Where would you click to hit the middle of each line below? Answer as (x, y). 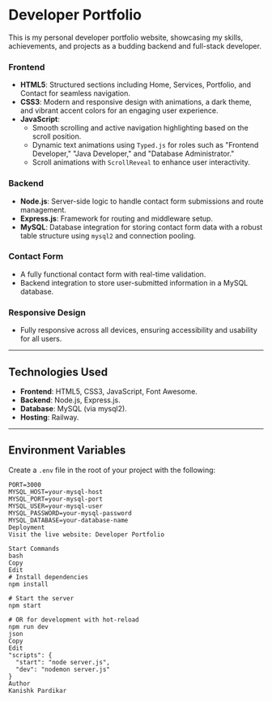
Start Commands (34, 548)
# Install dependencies (49, 577)
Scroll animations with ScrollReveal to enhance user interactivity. (141, 162)
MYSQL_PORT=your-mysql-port (56, 499)
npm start (25, 605)
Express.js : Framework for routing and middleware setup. (116, 218)
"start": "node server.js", (63, 662)
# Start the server (41, 598)
